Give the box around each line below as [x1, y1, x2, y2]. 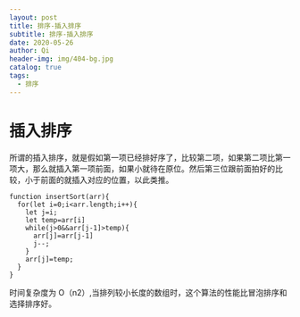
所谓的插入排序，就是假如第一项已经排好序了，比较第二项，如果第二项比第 [9, 152, 283, 163]
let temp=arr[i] [25, 215, 87, 224]
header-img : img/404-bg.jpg [9, 54, 114, 63]
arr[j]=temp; [25, 254, 74, 263]
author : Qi [9, 46, 50, 55]
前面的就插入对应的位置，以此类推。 [39, 174, 174, 185]
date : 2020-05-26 [9, 38, 74, 47]
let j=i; [25, 207, 58, 217]
